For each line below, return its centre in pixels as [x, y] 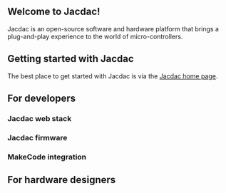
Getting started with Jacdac [71, 59]
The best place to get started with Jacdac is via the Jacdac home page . [113, 76]
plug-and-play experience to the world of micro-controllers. [95, 36]
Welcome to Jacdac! [54, 12]
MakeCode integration [47, 157]
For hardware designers [62, 180]
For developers [42, 99]
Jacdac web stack [40, 118]
